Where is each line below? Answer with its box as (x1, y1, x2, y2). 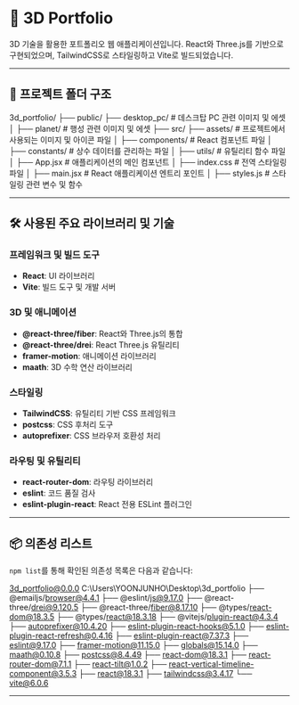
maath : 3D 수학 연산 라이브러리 (21, 361, 133, 373)
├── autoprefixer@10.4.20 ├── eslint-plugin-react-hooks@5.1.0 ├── (9, 621, 264, 632)
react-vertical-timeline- (168, 659, 255, 669)
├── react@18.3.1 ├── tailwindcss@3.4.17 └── (78, 668, 253, 679)
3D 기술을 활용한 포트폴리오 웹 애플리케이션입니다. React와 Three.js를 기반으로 (9, 38, 285, 49)
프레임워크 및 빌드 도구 (9, 249, 101, 261)
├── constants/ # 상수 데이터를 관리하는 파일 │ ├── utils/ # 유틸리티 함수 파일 (9, 145, 287, 156)
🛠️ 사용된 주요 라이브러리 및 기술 (9, 216, 175, 231)
